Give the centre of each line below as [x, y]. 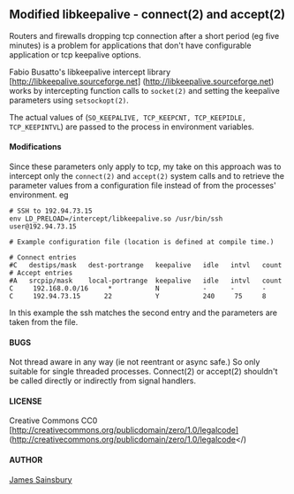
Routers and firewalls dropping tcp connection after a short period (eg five [144, 35]
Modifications [35, 147]
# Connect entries [43, 258]
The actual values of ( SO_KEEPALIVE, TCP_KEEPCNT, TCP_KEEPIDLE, [128, 117]
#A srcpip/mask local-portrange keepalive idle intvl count [146, 281]
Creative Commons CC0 [53, 421]
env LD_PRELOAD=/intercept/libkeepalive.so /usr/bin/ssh [116, 219]
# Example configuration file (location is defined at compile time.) [142, 243]
